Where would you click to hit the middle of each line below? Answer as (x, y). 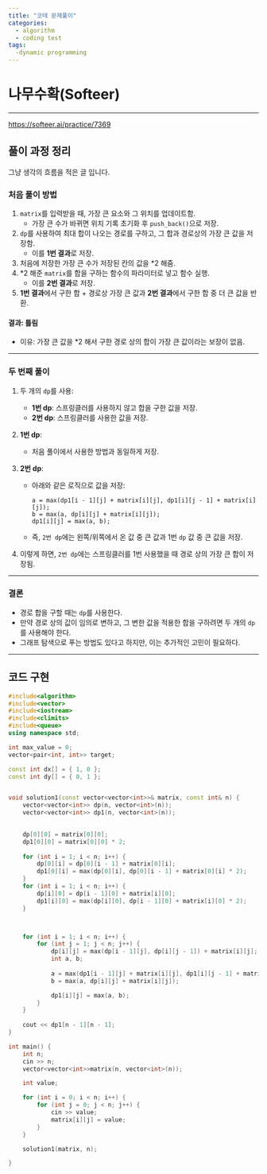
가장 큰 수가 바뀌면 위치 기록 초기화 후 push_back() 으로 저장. (125, 224)
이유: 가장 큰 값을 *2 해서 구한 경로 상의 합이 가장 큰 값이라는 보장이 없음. (132, 342)
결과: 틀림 (23, 322)
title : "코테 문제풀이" (43, 16)
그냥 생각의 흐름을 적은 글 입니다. (59, 172)
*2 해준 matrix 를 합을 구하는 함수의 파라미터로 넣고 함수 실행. (115, 273)
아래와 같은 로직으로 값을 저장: (78, 485)
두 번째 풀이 (29, 372)
